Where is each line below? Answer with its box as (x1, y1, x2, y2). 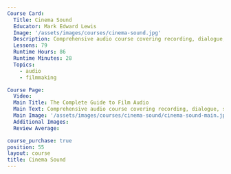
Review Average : (13, 124, 60, 131)
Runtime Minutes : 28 (13, 55, 72, 62)
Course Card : (7, 10, 45, 17)
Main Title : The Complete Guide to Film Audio (13, 99, 149, 107)
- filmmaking (19, 74, 57, 81)
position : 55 (7, 144, 45, 151)
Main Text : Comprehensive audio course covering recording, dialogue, (13, 106, 220, 113)
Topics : (13, 61, 36, 68)
